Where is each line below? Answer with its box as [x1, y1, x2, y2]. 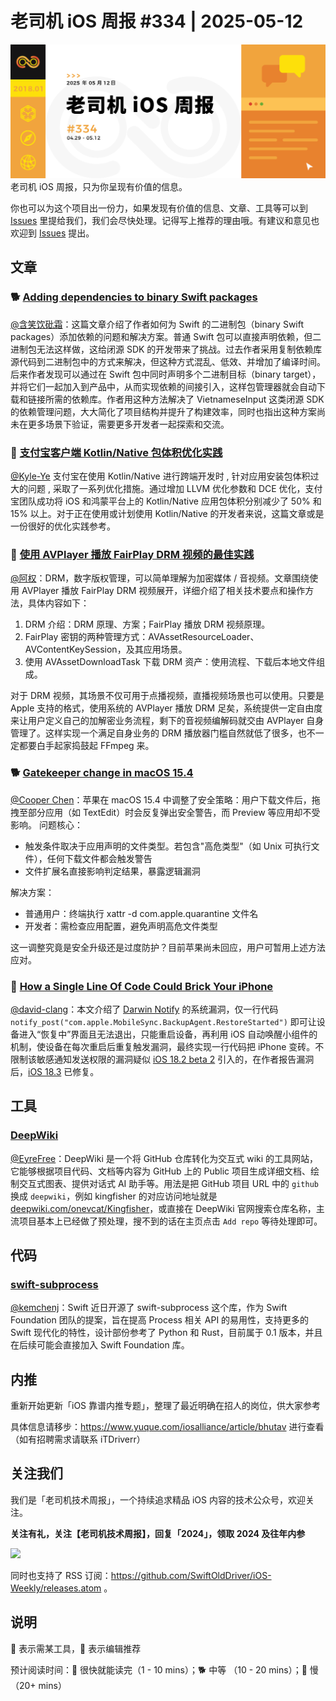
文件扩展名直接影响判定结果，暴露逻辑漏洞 [24, 865, 201, 877]
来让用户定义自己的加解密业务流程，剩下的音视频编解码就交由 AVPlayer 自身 [10, 715, 325, 727]
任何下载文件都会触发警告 [46, 852, 153, 864]
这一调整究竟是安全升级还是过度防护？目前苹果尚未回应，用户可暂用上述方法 [10, 941, 326, 953]
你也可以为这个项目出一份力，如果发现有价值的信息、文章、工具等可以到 [10, 202, 308, 214]
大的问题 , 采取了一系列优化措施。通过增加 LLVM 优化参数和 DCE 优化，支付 [10, 483, 323, 495]
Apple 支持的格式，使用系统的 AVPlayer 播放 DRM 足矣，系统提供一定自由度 [10, 702, 323, 714]
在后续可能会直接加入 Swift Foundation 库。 [10, 1339, 190, 1351]
